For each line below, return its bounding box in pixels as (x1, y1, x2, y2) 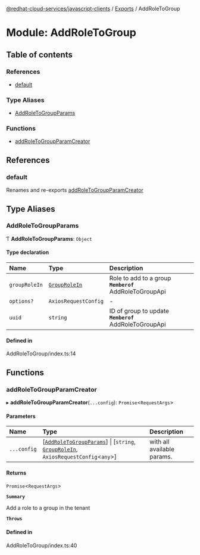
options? (9, 298, 34, 305)
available (149, 445, 174, 454)
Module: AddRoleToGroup (6, 26, 137, 39)
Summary (6, 494, 26, 500)
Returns (6, 469, 27, 476)
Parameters (6, 413, 36, 420)
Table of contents (6, 49, 73, 60)
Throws (6, 516, 23, 522)
